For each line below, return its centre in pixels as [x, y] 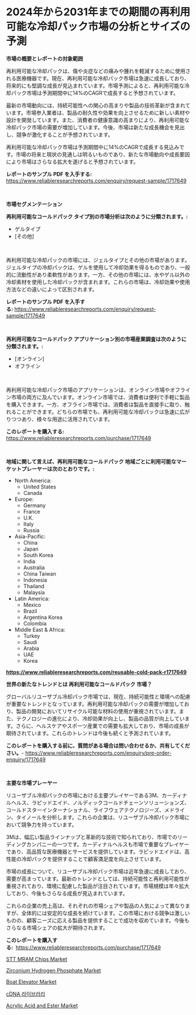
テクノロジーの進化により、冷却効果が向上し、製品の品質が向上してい [100, 718]
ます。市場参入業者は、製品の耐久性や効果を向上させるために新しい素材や [100, 112]
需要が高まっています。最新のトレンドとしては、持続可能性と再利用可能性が [98, 879]
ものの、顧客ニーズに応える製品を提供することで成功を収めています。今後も [98, 920]
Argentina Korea [43, 617]
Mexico [32, 605]
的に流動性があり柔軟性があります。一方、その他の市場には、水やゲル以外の [98, 274]
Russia [31, 530]
